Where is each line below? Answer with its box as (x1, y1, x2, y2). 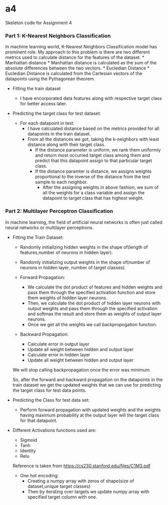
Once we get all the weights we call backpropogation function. (27, 321, 157, 327)
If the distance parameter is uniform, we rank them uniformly (35, 147, 161, 153)
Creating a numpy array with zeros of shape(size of (27, 478, 134, 484)
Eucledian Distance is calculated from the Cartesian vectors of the (5, 70, 142, 77)
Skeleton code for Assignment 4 (5, 20, 72, 26)
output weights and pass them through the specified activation (27, 305, 157, 311)
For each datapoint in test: (20, 120, 74, 126)
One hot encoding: (20, 472, 59, 478)
